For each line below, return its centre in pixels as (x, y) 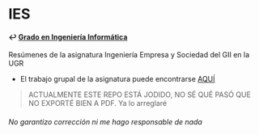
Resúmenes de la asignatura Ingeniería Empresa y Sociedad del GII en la (129, 55)
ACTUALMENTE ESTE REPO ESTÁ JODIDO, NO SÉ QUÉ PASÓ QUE (139, 95)
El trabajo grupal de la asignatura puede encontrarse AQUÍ (118, 79)
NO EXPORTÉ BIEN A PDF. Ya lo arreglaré (98, 103)
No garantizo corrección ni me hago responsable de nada (105, 121)
